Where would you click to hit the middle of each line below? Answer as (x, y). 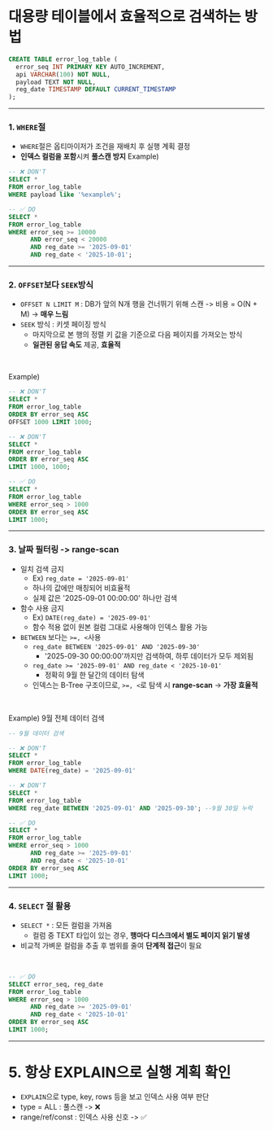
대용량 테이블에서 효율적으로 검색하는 (125, 17)
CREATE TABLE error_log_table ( (63, 59)
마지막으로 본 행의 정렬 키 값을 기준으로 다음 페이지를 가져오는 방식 (137, 335)
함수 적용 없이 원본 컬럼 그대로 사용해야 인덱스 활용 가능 (120, 627)
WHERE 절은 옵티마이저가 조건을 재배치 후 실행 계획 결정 (105, 147)
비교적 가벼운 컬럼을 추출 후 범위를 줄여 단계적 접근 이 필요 (111, 945)
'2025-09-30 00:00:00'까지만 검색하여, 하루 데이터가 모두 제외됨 (149, 655)
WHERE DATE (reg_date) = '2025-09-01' (72, 771)
